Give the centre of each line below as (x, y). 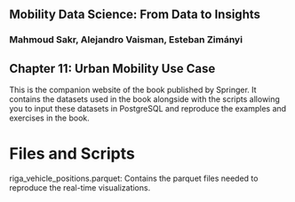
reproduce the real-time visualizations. (80, 188)
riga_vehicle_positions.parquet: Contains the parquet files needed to (134, 179)
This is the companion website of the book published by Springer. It (133, 90)
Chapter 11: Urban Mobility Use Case (112, 69)
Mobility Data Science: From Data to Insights (135, 15)
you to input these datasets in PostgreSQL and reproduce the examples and (148, 109)
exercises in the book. (50, 118)
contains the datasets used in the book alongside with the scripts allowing (144, 99)
